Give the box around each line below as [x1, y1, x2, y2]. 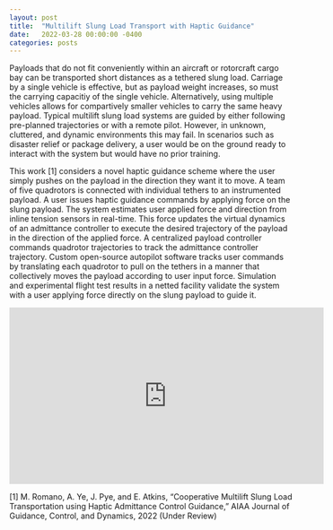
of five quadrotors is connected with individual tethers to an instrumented [9, 185, 281, 195]
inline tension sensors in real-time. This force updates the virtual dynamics [9, 213, 285, 224]
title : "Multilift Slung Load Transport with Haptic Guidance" [9, 22, 255, 30]
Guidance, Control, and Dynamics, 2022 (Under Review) [9, 510, 217, 521]
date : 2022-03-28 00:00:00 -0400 [9, 30, 143, 39]
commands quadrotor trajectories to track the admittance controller [9, 242, 259, 253]
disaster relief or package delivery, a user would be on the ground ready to [9, 139, 286, 150]
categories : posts [9, 38, 78, 48]
